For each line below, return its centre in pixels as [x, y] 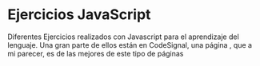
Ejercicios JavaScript [79, 15]
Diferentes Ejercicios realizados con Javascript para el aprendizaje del [123, 37]
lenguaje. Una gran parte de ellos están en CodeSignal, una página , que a [130, 45]
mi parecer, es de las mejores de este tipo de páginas [96, 53]
